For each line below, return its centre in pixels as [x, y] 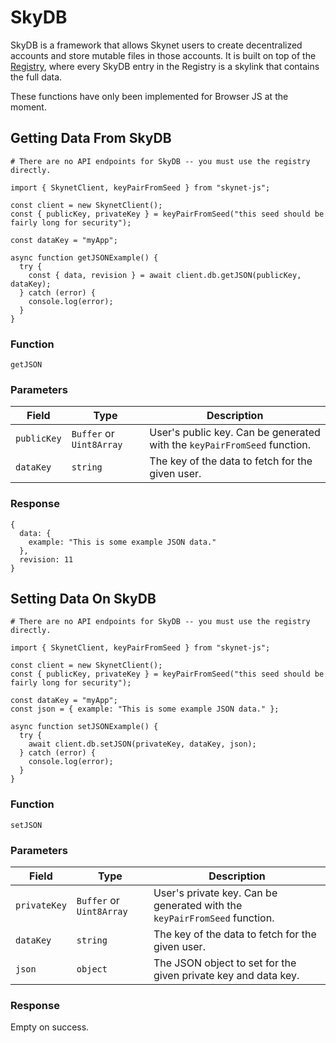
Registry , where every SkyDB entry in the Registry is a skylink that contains [165, 66]
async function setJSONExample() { [84, 727]
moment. [28, 107]
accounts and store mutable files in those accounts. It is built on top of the [163, 55]
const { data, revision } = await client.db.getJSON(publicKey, [165, 275]
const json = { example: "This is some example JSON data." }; [145, 709]
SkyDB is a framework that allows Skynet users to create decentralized [156, 45]
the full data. [36, 77]
